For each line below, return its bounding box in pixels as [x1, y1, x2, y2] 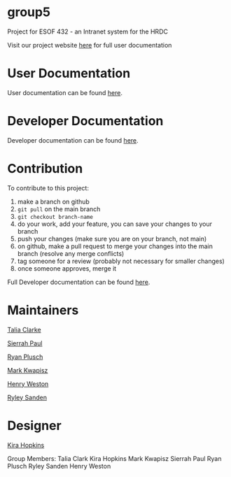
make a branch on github [17, 197, 90, 206]
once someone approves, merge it [17, 264, 117, 273]
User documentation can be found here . [7, 88, 122, 97]
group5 [7, 4, 51, 20]
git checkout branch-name [17, 213, 93, 220]
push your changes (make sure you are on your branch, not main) [17, 234, 207, 243]
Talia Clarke [7, 325, 41, 334]
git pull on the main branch [17, 204, 101, 213]
